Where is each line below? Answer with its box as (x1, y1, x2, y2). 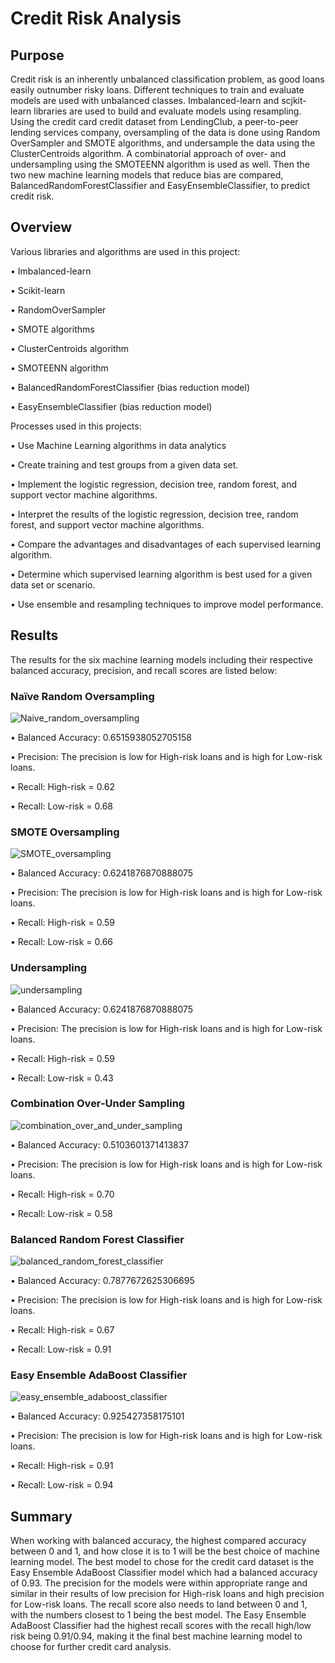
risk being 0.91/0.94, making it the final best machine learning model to (10, 1630, 303, 1642)
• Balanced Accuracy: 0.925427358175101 (10, 1410, 185, 1422)
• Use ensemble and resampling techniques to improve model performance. (10, 598, 324, 610)
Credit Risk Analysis (10, 7, 182, 30)
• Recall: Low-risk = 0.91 (10, 1343, 112, 1356)
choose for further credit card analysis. (10, 1641, 172, 1653)
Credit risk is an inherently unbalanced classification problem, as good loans (10, 73, 325, 85)
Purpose (10, 47, 65, 64)
